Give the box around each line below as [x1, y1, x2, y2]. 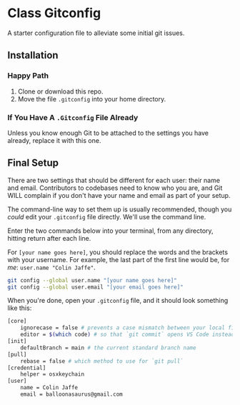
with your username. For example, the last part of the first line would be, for [7, 255, 230, 264]
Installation [7, 49, 59, 61]
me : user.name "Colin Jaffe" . [7, 263, 96, 271]
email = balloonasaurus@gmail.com [20, 391, 123, 398]
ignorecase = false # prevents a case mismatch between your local [20, 324, 225, 331]
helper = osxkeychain [20, 371, 84, 378]
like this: [7, 304, 32, 312]
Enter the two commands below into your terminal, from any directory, [7, 226, 214, 235]
